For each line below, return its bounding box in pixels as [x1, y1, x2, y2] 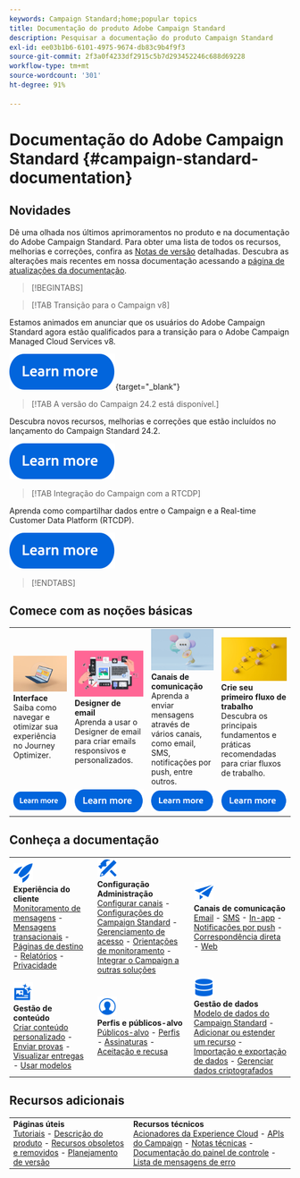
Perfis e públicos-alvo [96, 1017, 183, 1028]
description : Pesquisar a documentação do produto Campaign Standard [9, 33, 274, 42]
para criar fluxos [221, 758, 281, 769]
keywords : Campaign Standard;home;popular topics [9, 14, 198, 23]
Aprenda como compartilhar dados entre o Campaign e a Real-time [9, 505, 256, 516]
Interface [12, 692, 48, 703]
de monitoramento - [96, 945, 172, 956]
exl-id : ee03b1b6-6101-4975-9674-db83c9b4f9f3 [9, 43, 186, 52]
